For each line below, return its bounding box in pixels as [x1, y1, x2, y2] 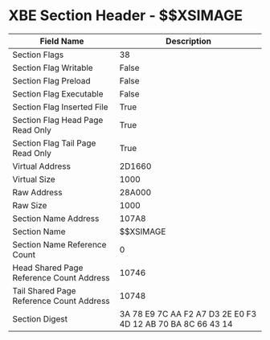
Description [166, 35, 211, 47]
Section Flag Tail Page [12, 137, 96, 149]
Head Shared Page [12, 262, 84, 273]
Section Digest [12, 313, 68, 324]
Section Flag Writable [12, 62, 94, 73]
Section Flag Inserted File [12, 101, 108, 113]
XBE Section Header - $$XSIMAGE [8, 6, 243, 25]
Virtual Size [12, 174, 56, 185]
